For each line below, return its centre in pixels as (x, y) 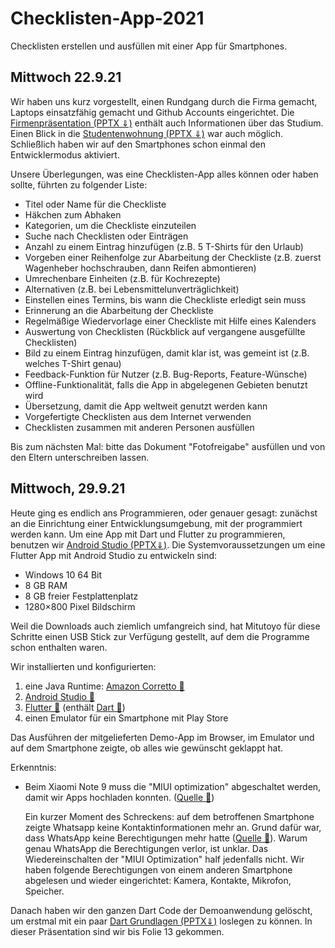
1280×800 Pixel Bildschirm (80, 606)
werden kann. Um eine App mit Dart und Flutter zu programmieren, (148, 534)
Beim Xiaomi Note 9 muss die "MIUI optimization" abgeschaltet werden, (173, 786)
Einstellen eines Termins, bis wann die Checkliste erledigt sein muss (165, 299)
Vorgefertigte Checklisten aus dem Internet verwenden (138, 416)
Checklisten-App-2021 (107, 18)
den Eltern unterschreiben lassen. (80, 457)
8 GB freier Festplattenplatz (81, 596)
